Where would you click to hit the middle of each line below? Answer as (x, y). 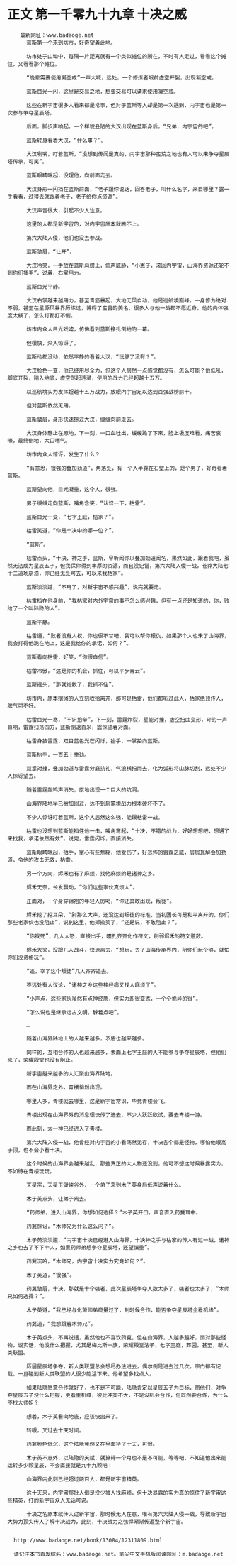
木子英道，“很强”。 (51, 1275)
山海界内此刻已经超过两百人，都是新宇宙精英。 (84, 1479)
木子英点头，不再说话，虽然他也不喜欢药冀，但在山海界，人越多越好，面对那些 (123, 1338)
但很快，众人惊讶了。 (52, 343)
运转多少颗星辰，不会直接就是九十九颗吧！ (60, 1465)
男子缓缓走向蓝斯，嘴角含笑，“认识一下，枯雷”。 (87, 503)
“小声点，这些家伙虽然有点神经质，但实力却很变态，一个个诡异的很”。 (114, 999)
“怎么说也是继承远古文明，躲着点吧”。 (74, 1012)
